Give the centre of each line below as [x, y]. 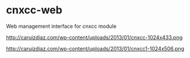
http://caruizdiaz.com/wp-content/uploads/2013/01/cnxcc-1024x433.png [94, 37]
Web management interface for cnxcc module [61, 26]
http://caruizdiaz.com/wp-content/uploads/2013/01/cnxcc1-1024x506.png [95, 48]
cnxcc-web [34, 10]
